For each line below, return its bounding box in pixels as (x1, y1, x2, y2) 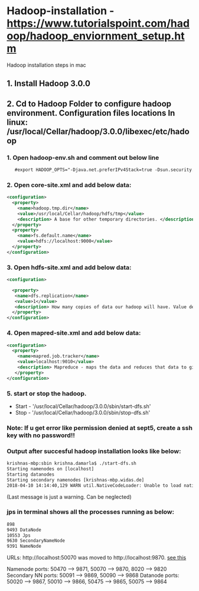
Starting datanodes (6, 471, 55, 477)
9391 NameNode (6, 543, 42, 550)
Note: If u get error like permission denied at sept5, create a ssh (6, 424, 193, 432)
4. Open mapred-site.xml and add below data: (6, 329, 141, 337)
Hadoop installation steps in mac (6, 61, 86, 69)
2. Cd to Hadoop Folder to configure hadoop (6, 99, 172, 109)
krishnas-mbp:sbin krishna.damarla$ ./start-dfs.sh (6, 460, 136, 467)
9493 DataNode (6, 527, 42, 533)
